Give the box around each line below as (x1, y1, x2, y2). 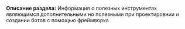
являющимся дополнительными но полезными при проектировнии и (6, 11, 180, 18)
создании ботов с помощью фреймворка (6, 17, 109, 23)
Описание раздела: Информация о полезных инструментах (6, 5, 157, 11)
